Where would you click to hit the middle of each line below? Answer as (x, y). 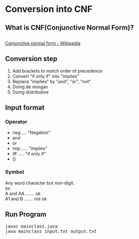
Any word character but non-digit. (40, 183)
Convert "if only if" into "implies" (46, 76)
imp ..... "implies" (30, 148)
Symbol (15, 172)
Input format (25, 108)
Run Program (26, 214)
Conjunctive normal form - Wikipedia (43, 43)
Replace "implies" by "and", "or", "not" (52, 81)
